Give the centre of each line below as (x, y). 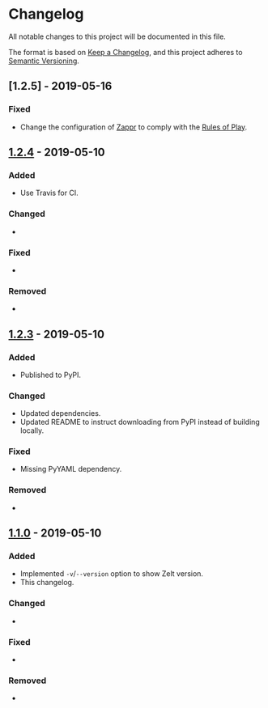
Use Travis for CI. (49, 193)
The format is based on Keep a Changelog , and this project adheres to (125, 52)
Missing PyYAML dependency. (71, 469)
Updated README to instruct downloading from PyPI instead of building (140, 422)
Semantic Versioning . (44, 61)
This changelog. (47, 583)
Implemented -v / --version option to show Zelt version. (112, 574)
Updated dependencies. (60, 413)
